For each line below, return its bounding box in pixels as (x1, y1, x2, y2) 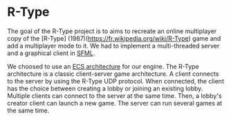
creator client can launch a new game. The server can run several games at (7, 99, 223, 107)
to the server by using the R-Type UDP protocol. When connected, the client (7, 77, 225, 85)
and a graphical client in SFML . (7, 49, 95, 57)
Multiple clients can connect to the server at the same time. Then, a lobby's (7, 91, 223, 100)
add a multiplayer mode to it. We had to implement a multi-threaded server (7, 41, 220, 50)
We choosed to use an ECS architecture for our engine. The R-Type (7, 62, 199, 70)
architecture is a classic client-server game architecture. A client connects (7, 70, 219, 78)
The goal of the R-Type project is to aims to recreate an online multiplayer (7, 27, 217, 35)
